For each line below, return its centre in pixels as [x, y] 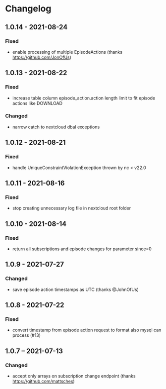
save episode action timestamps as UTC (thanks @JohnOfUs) [75, 290]
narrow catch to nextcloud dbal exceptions [56, 127]
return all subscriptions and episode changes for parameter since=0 [82, 249]
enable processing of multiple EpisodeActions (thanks [67, 52]
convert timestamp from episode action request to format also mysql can [87, 330]
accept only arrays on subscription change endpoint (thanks [74, 376]
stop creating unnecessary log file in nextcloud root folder [72, 208]
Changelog [28, 9]
